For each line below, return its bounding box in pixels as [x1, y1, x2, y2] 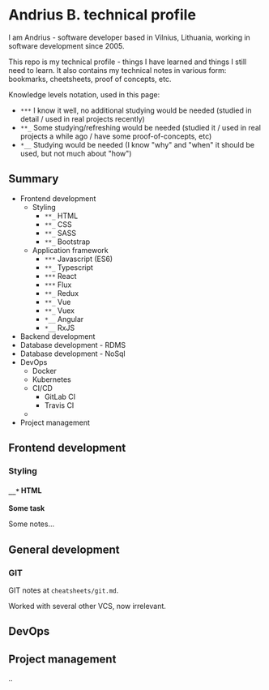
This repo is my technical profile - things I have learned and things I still [8, 57, 247, 66]
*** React [44, 271, 77, 281]
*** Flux [44, 280, 72, 289]
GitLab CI [44, 392, 76, 401]
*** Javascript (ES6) [44, 254, 113, 264]
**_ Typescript [44, 262, 93, 272]
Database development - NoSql [19, 349, 126, 358]
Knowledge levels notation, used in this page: [8, 89, 160, 99]
